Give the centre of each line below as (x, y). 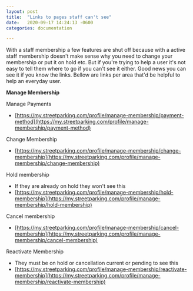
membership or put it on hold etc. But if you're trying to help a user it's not (96, 62)
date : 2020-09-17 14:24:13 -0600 (50, 22)
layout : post (22, 11)
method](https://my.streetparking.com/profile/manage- (81, 122)
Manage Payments (29, 104)
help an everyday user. (34, 81)
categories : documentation (39, 28)
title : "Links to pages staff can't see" (59, 17)
